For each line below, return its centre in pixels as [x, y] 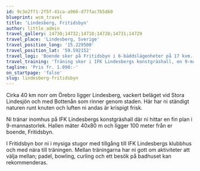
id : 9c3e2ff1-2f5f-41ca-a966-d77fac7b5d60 [60, 12]
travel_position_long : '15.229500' [50, 45]
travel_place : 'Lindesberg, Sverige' [53, 39]
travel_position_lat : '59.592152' [49, 51]
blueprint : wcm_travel [34, 17]
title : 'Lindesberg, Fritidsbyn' [48, 23]
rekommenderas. [27, 163]
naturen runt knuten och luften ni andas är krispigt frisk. [74, 108]
